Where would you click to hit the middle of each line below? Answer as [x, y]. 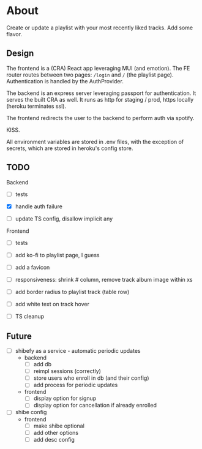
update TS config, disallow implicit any [64, 219]
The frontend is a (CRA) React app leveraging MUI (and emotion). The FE [98, 68]
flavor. [14, 34]
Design [20, 54]
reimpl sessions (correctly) [67, 371]
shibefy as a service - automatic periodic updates [78, 351]
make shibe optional [59, 426]
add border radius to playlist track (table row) [72, 292]
